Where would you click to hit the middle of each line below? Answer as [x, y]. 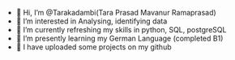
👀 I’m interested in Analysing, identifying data [92, 21]
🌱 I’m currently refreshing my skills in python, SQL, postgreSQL [121, 30]
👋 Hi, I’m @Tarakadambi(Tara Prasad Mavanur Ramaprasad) [116, 13]
